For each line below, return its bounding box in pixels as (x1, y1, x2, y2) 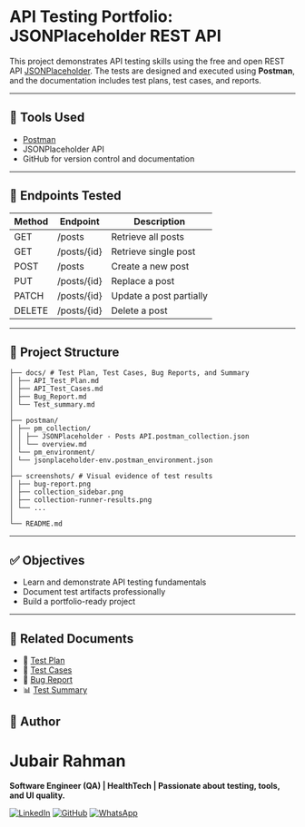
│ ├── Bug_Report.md (9, 392, 88, 401)
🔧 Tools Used (9, 110, 85, 125)
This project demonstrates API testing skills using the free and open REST (9, 55, 286, 66)
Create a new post (111, 260, 190, 272)
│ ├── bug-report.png (9, 479, 92, 489)
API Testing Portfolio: (9, 6, 173, 27)
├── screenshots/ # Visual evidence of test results (9, 472, 213, 481)
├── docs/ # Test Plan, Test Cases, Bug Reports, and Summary (9, 369, 250, 378)
